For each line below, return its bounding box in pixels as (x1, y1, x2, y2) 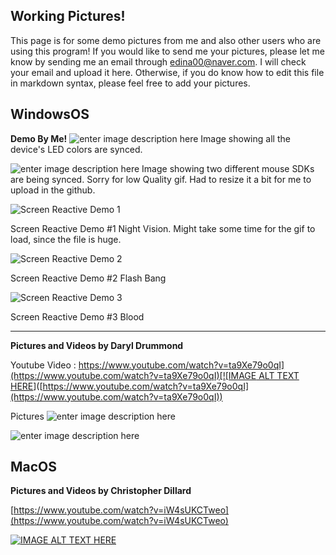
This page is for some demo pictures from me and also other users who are (10, 34, 322, 46)
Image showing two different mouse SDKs (141, 162, 315, 174)
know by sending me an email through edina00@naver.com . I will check (10, 55, 307, 68)
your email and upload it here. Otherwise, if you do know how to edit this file (10, 66, 325, 78)
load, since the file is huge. (10, 233, 122, 245)
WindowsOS (10, 106, 90, 123)
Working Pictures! (10, 8, 126, 25)
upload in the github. (10, 184, 96, 196)
